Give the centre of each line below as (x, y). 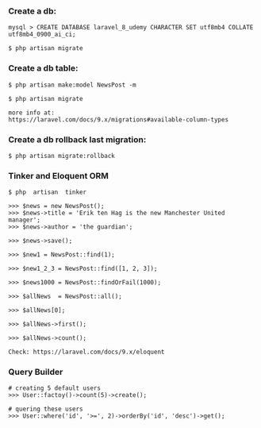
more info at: (32, 113)
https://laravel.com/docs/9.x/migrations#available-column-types (118, 120)
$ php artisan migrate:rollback (61, 156)
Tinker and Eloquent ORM (59, 175)
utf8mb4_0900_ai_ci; (42, 35)
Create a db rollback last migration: (77, 139)
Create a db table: (43, 68)
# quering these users (46, 409)
